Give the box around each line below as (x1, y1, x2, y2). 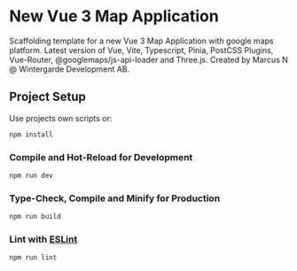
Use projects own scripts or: (9, 112, 113, 123)
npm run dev (9, 171, 53, 180)
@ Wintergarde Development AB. (9, 64, 130, 74)
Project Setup (9, 89, 87, 105)
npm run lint (9, 253, 58, 262)
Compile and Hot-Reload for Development (9, 151, 193, 163)
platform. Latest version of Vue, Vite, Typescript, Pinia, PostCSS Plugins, (9, 44, 274, 55)
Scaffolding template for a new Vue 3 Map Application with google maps (9, 35, 274, 46)
